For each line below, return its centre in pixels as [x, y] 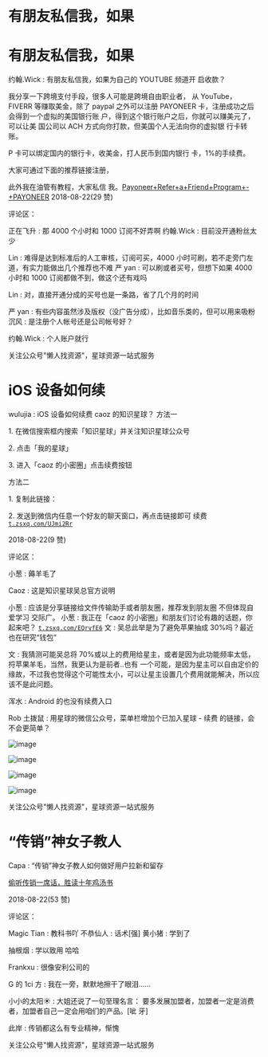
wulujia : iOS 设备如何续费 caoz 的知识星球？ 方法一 [93, 415]
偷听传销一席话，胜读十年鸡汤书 [61, 882]
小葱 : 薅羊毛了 [32, 574]
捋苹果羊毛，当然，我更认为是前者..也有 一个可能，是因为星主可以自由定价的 [134, 664]
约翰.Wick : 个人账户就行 [49, 339]
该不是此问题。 [33, 684]
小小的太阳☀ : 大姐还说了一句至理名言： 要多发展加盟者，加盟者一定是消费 [131, 1001]
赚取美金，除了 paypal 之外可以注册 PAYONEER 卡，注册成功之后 [148, 106]
